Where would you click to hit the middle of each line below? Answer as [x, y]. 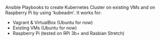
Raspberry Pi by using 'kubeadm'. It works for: [54, 13]
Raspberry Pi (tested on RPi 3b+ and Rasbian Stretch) [69, 33]
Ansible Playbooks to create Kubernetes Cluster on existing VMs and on [80, 7]
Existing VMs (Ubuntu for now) [45, 28]
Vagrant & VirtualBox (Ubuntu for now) [53, 23]
